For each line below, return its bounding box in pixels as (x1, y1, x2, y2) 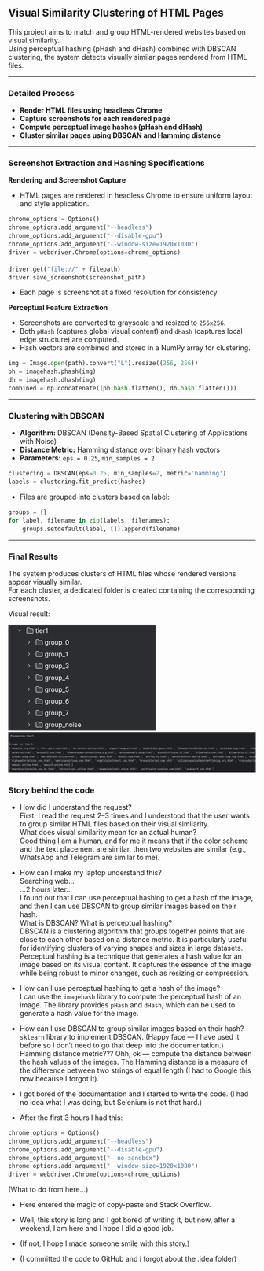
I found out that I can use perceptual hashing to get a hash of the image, (19, 892, 254, 902)
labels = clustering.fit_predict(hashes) (8, 478, 146, 486)
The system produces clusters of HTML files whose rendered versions (8, 568, 236, 578)
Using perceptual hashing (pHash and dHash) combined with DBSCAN (8, 43, 236, 54)
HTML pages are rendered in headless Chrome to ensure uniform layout (19, 190, 253, 200)
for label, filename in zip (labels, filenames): (8, 516, 170, 524)
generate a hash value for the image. (19, 1008, 139, 1018)
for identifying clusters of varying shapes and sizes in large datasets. (19, 943, 244, 952)
